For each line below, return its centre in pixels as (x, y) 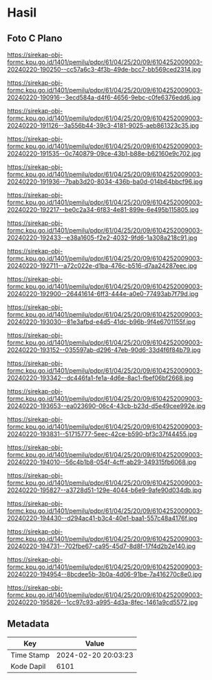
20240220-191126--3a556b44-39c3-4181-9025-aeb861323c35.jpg (103, 125)
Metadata (28, 624)
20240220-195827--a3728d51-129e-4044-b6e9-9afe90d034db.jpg (104, 490)
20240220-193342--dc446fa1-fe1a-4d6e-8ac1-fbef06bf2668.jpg (100, 378)
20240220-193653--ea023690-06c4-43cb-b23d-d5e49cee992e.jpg (106, 406)
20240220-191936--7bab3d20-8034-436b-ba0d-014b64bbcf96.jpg (105, 182)
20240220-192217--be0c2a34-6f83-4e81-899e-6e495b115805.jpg (103, 210)
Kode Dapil (28, 666)
